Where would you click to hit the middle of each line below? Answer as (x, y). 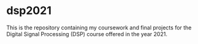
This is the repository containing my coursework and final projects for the (99, 28)
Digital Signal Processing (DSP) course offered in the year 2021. (87, 34)
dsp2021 (29, 11)
